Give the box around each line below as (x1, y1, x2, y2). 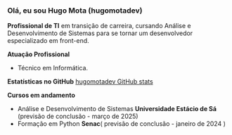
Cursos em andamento (7, 91, 75, 100)
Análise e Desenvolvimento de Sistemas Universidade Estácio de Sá (17, 105, 217, 113)
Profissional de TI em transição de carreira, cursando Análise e (7, 22, 191, 30)
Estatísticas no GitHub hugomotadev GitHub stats (7, 77, 153, 86)
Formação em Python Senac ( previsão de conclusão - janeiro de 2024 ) (17, 120, 226, 128)
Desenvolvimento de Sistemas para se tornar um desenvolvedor (7, 29, 193, 37)
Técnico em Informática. (17, 64, 89, 72)
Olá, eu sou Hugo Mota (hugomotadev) (7, 6, 143, 15)
